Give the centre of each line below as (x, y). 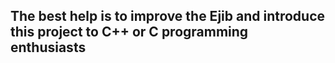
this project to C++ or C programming (129, 32)
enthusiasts (48, 47)
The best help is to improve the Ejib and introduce (167, 16)
